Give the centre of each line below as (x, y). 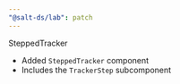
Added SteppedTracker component (85, 60)
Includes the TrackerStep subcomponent (96, 70)
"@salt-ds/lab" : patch (51, 17)
